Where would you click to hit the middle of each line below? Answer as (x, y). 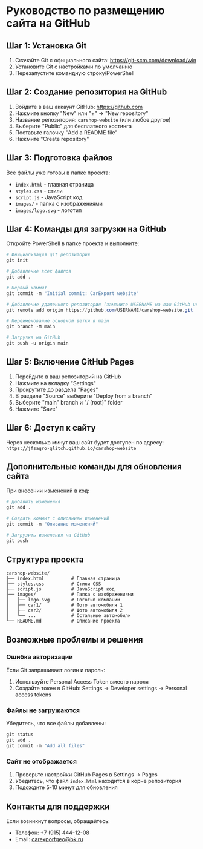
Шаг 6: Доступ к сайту (51, 428)
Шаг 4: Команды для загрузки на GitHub (86, 229)
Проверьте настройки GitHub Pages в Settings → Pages (86, 775)
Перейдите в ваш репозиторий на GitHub (68, 377)
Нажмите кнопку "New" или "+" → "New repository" (82, 113)
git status (20, 735)
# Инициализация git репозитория (48, 255)
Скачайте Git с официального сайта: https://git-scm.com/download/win (106, 60)
